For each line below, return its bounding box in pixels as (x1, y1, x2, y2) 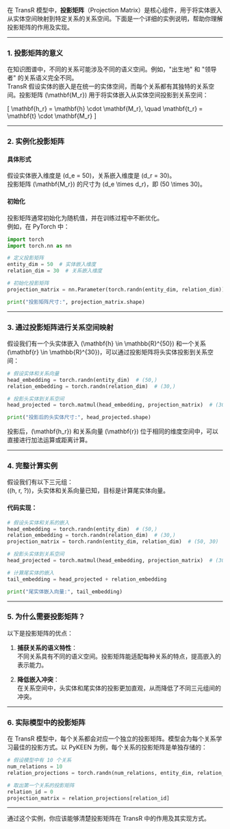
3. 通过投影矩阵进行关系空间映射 (7, 322, 114, 332)
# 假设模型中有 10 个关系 (7, 757, 72, 764)
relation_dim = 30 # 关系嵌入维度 (7, 267, 103, 274)
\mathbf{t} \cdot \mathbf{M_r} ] (7, 112, 97, 120)
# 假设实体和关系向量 (7, 370, 60, 377)
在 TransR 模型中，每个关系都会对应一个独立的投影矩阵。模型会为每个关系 (7, 734, 216, 743)
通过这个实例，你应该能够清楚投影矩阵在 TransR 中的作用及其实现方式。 (7, 815, 210, 823)
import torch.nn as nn (7, 242, 72, 249)
